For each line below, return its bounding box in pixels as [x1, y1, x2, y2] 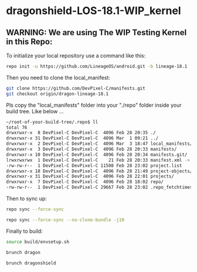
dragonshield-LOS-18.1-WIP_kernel [6, 4, 181, 18]
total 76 [6, 124, 28, 130]
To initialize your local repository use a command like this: [6, 52, 146, 59]
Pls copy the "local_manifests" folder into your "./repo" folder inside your [6, 101, 182, 108]
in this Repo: [6, 36, 53, 46]
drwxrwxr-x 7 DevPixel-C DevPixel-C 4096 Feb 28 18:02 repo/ [6, 179, 164, 185]
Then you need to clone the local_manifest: [6, 74, 110, 81]
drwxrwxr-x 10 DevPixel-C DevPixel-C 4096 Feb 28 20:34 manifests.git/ [6, 151, 188, 158]
